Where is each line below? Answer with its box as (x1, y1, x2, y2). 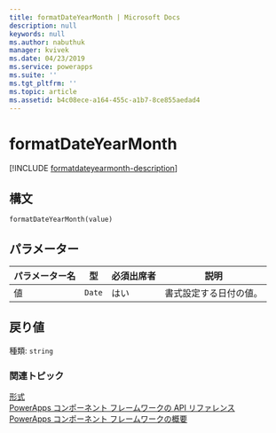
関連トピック (9, 369, 65, 382)
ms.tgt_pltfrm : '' (9, 79, 77, 88)
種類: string (9, 345, 53, 356)
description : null (9, 21, 77, 30)
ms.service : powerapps (9, 63, 93, 72)
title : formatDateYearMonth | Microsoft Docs (9, 12, 180, 22)
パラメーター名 (13, 270, 76, 282)
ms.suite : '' (9, 71, 58, 80)
